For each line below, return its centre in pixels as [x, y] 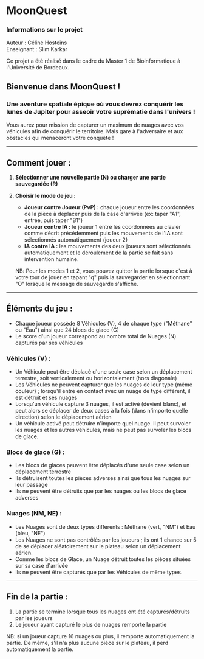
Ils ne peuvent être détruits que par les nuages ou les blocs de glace [101, 491]
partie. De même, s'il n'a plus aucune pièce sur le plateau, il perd [87, 643]
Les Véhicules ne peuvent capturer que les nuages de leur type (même [104, 385]
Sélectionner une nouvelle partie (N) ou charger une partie [90, 177]
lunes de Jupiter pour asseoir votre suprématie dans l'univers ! [101, 111]
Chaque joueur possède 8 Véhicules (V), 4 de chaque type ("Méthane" [104, 323]
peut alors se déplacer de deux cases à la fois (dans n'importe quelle [101, 411]
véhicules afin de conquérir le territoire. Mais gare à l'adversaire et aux [95, 131]
